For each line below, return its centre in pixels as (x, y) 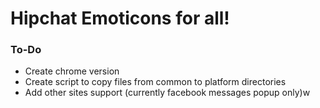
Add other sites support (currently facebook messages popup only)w (167, 93)
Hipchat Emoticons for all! (120, 18)
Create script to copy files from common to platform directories (155, 82)
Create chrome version (72, 71)
